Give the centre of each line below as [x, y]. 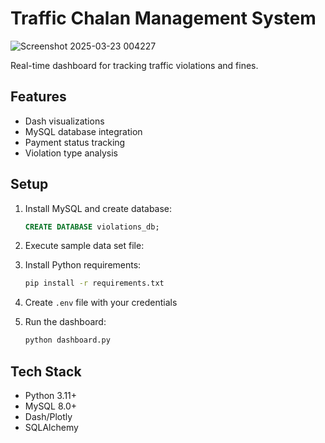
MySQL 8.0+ [51, 406]
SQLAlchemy [51, 427]
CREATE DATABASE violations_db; [92, 227]
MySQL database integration [83, 131]
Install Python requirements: [83, 265]
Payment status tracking [75, 142]
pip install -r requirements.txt [94, 283]
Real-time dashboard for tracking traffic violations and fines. [134, 65]
